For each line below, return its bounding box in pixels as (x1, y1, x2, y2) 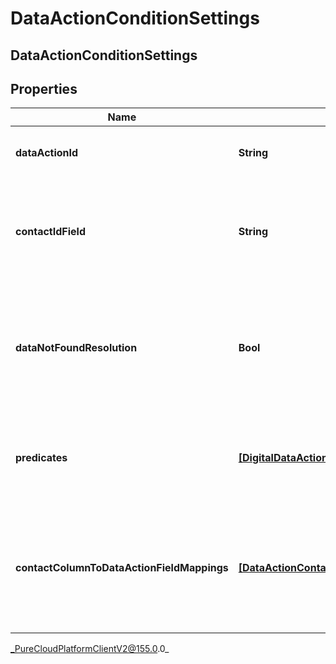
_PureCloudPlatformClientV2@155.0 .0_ (10, 643, 170, 655)
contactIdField (15, 225, 86, 239)
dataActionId (15, 146, 79, 160)
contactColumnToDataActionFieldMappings (15, 561, 229, 575)
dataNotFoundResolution (15, 341, 138, 355)
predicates (15, 451, 68, 465)
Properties (10, 80, 78, 97)
